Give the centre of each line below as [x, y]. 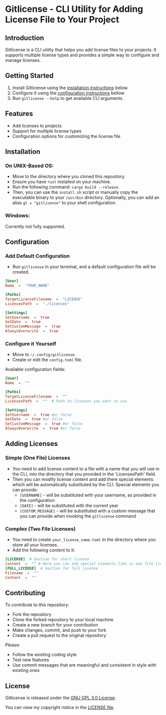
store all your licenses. [35, 545]
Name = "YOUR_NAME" [27, 286]
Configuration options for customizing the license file [66, 136]
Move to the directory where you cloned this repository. [69, 177]
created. [21, 272]
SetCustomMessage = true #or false [44, 424]
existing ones [26, 670]
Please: [13, 645]
